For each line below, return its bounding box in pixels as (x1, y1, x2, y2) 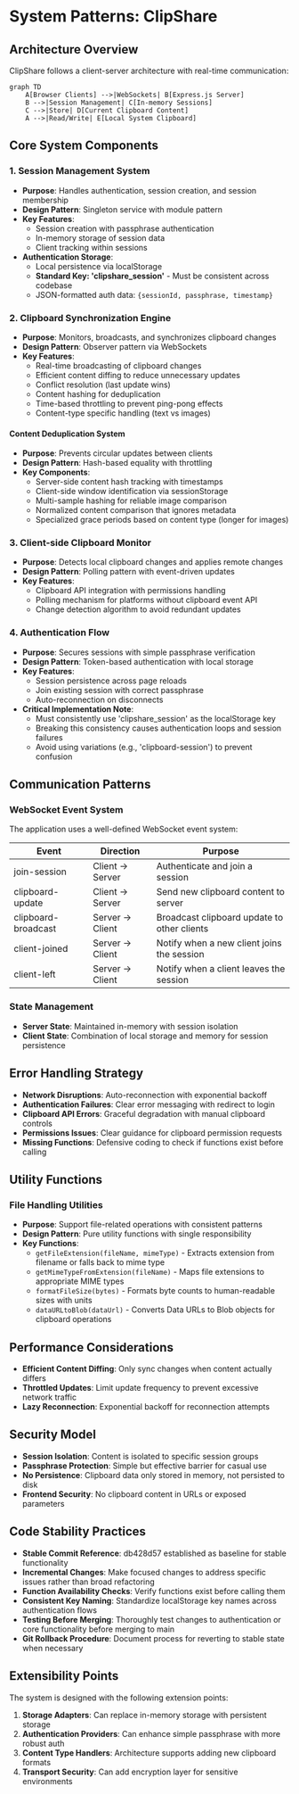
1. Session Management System (9, 165, 150, 178)
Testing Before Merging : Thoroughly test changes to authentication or (21, 1614, 282, 1625)
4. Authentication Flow (9, 626, 109, 639)
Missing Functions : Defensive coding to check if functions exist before (21, 1137, 284, 1147)
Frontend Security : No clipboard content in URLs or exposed (21, 1488, 246, 1500)
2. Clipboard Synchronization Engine (9, 311, 172, 324)
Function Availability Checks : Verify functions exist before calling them (21, 1585, 286, 1596)
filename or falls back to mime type (35, 1257, 166, 1268)
